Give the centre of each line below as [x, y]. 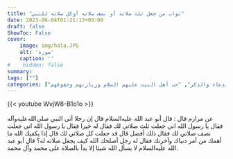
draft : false [26, 26]
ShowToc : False [29, 33]
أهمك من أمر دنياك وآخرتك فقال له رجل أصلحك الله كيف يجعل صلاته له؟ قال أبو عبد [114, 141]
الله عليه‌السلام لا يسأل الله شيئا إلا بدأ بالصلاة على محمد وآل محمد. [93, 148]
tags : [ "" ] [23, 78]
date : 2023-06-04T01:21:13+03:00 [55, 20]
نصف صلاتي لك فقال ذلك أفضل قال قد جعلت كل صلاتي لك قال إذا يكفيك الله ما [109, 133]
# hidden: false [35, 65]
